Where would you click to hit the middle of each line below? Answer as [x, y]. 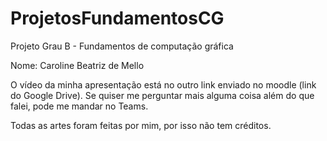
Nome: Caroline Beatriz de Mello [77, 65]
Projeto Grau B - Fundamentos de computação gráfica [122, 46]
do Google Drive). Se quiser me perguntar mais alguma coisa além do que [162, 95]
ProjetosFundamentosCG [117, 18]
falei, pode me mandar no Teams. [79, 106]
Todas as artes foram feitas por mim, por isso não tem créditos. [141, 125]
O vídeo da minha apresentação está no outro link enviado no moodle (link [163, 84]
